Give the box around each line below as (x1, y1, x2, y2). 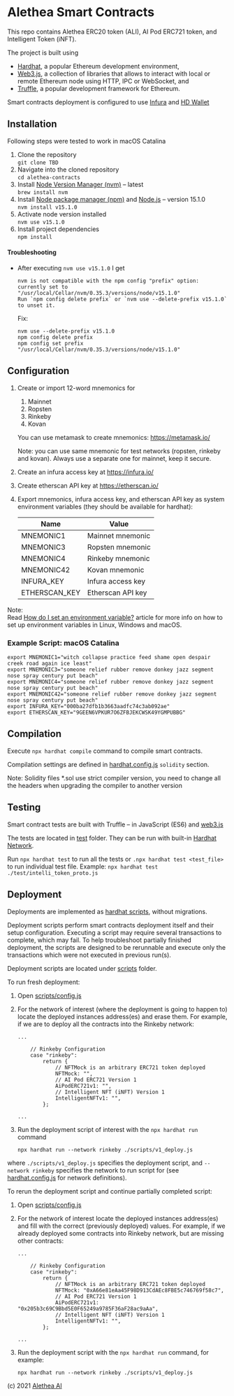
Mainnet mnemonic (87, 530, 151, 540)
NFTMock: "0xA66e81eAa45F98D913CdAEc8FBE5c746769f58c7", (54, 1287, 225, 1294)
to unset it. (17, 302, 56, 309)
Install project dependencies (17, 225, 100, 233)
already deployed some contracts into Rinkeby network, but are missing (17, 1229, 224, 1237)
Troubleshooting (7, 248, 57, 256)
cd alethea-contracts (17, 174, 80, 181)
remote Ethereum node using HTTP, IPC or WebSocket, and (17, 76, 189, 85)
